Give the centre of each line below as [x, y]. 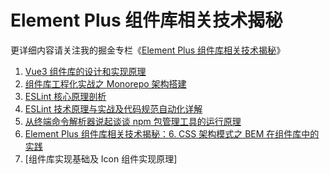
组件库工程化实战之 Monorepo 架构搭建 [105, 83]
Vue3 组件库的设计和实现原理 [85, 71]
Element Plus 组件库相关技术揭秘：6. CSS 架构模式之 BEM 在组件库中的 [172, 133]
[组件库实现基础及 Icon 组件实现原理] [101, 158]
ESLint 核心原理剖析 [65, 96]
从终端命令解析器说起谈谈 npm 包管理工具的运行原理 [133, 121]
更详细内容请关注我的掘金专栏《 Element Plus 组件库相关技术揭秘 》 [148, 50]
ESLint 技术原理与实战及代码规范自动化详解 [113, 108]
